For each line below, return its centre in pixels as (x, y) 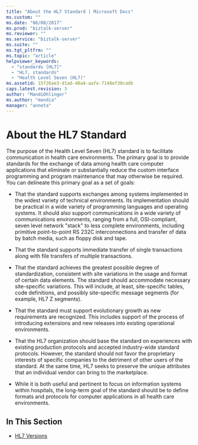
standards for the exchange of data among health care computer (85, 164)
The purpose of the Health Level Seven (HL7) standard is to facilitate (90, 151)
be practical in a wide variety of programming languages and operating (101, 207)
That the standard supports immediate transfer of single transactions (98, 250)
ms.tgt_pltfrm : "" (29, 50)
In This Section (34, 422)
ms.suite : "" (22, 45)
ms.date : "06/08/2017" (34, 23)
